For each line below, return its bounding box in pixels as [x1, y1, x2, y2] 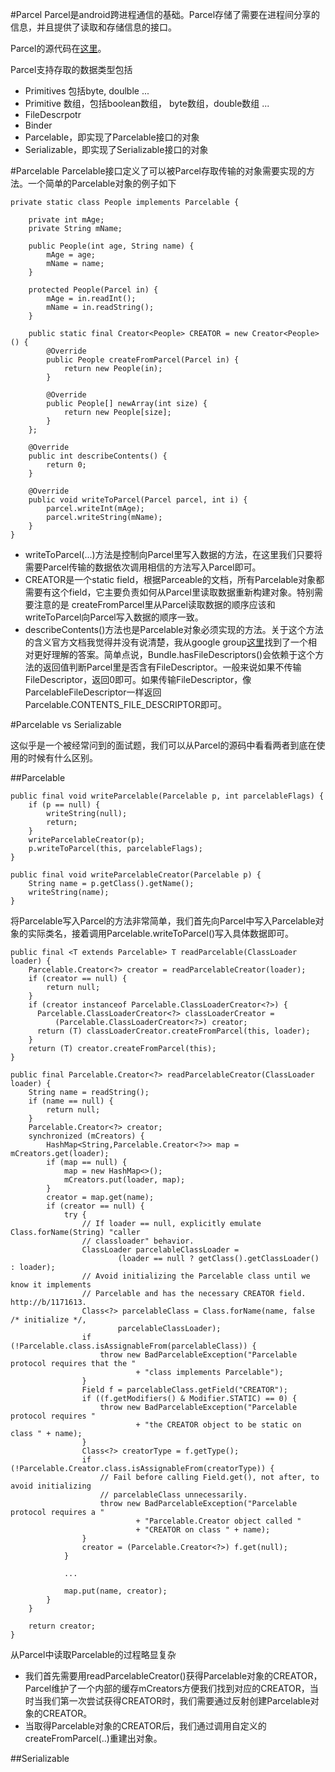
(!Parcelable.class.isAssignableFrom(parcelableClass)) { [10, 1341, 257, 1351]
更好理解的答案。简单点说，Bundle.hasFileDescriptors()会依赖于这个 [33, 649, 316, 660]
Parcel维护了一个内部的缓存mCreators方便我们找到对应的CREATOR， [24, 1683, 310, 1694]
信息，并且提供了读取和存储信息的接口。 [10, 21, 177, 33]
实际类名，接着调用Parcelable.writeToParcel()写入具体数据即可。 [27, 928, 295, 939]
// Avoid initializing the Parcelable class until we [81, 1271, 311, 1281]
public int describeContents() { [28, 451, 168, 461]
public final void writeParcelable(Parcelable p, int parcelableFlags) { [10, 791, 325, 801]
